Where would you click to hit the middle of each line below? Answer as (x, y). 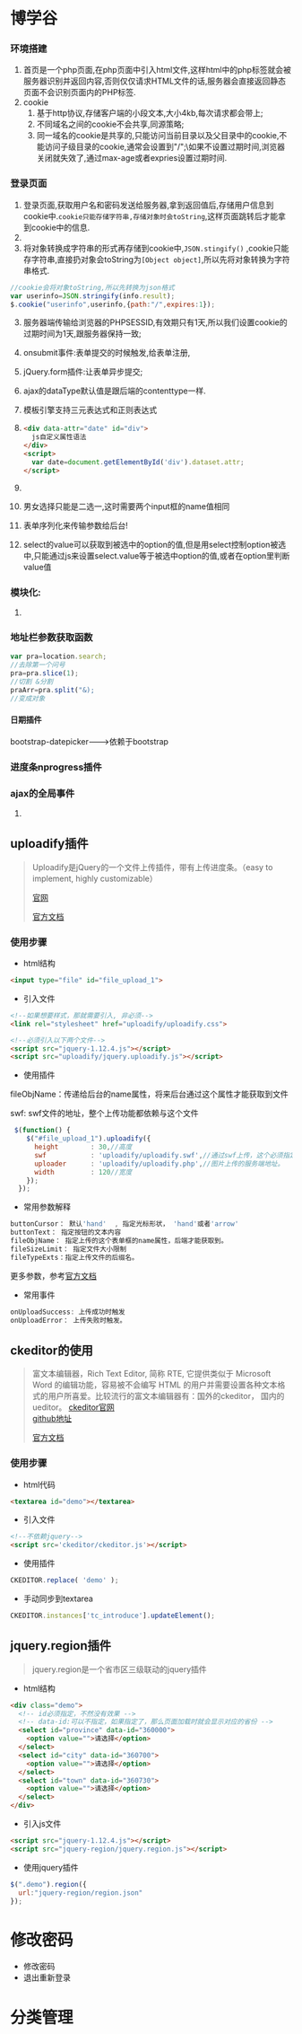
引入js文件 (42, 1824)
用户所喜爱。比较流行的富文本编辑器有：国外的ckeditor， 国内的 (166, 1396)
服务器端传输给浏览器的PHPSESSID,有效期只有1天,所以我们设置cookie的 (155, 322)
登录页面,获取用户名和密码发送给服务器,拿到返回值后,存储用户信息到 (148, 205)
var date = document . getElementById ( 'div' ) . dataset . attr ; (138, 462)
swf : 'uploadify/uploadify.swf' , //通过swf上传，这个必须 (158, 1155)
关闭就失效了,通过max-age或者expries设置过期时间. (132, 158)
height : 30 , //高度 (83, 1147)
